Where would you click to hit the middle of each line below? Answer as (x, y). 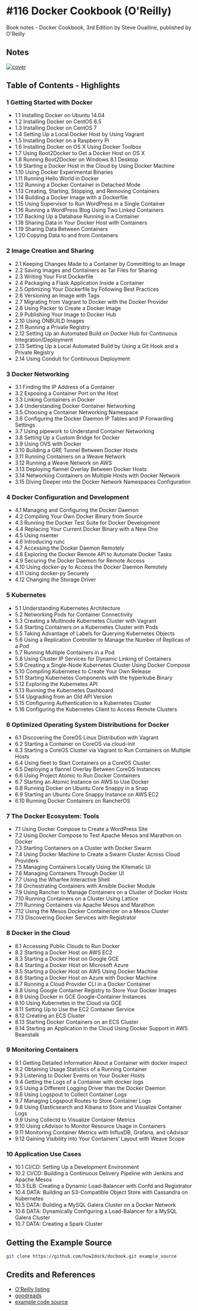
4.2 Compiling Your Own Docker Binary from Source (78, 516)
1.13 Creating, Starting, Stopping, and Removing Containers (87, 191)
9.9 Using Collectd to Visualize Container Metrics (75, 1119)
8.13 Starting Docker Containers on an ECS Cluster (76, 1022)
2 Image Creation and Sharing (50, 251)
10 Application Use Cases (44, 1154)
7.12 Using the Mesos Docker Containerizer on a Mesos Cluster (92, 911)
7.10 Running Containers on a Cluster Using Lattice (76, 899)
